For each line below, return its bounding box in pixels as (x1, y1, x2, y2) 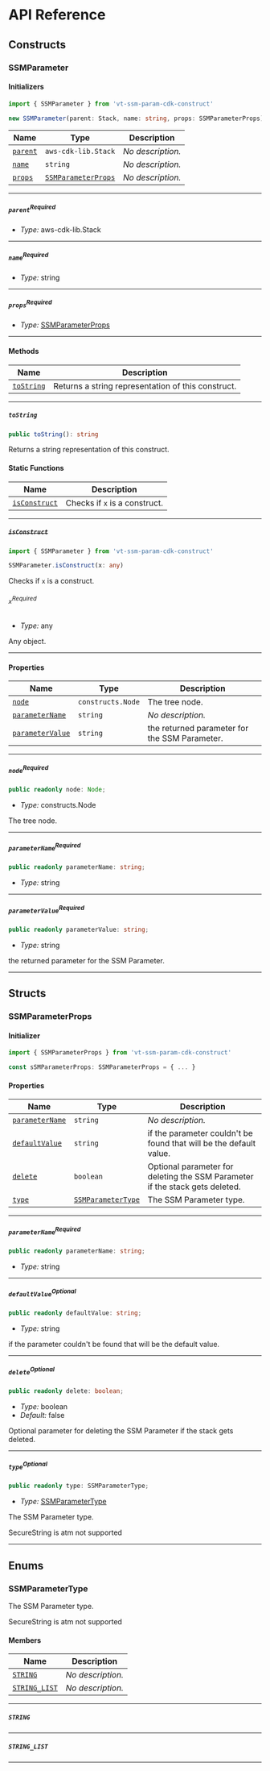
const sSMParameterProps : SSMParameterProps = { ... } (8, 1063, 196, 1071)
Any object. (8, 637, 47, 646)
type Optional (8, 1461, 48, 1472)
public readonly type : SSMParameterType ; (8, 1482, 149, 1490)
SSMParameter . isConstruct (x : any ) (8, 562, 125, 570)
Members (8, 1635, 42, 1645)
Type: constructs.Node (19, 800, 96, 809)
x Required (8, 594, 38, 605)
